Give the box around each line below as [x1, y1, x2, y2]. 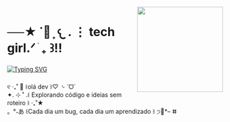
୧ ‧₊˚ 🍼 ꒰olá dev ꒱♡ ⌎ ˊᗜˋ [7, 82, 77, 91]
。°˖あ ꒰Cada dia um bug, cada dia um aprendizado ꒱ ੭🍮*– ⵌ [7, 108, 177, 116]
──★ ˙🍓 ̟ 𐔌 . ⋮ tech [7, 25, 115, 40]
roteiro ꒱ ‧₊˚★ [7, 99, 44, 107]
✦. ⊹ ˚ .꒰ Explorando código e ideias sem [7, 91, 122, 99]
